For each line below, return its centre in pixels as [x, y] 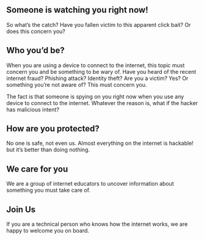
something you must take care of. [48, 190]
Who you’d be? [36, 50]
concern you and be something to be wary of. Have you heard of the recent [101, 71]
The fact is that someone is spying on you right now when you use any [95, 96]
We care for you [37, 169]
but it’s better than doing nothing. [48, 150]
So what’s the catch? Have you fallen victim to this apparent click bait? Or [99, 24]
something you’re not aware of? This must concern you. [77, 84]
